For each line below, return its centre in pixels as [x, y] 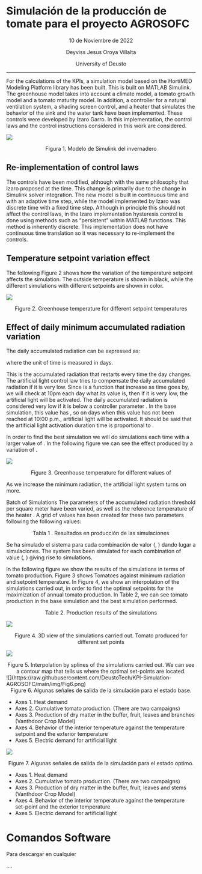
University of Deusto [101, 64]
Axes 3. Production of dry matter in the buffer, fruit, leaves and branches [105, 715]
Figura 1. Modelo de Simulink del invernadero [101, 148]
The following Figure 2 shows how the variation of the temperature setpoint [100, 273]
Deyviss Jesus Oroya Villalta [101, 52]
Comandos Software [59, 838]
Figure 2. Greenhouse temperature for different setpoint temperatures [101, 308]
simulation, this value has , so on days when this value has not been [90, 413]
